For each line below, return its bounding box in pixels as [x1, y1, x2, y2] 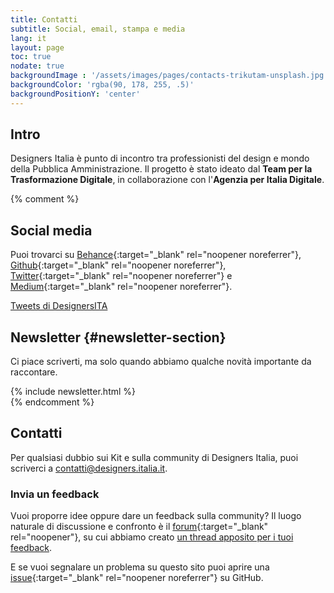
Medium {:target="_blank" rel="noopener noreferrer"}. [10, 281, 233, 293]
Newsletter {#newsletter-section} [10, 329, 227, 346]
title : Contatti [10, 14, 78, 25]
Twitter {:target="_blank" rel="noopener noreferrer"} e [10, 270, 233, 282]
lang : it [10, 33, 47, 43]
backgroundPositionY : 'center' [10, 89, 141, 99]
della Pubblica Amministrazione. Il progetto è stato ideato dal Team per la [10, 163, 313, 175]
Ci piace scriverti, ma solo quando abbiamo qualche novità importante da [10, 356, 312, 368]
